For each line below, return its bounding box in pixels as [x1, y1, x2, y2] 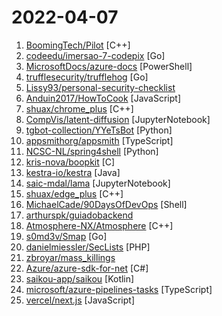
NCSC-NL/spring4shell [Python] [25, 145, 159, 157]
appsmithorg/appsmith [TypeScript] [25, 134, 174, 146]
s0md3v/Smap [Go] [25, 230, 108, 242]
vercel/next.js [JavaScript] [25, 294, 136, 306]
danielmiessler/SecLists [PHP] [25, 241, 151, 253]
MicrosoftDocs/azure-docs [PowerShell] [25, 60, 193, 72]
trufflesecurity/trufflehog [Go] [25, 71, 149, 83]
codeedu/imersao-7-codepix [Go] [25, 49, 166, 61]
